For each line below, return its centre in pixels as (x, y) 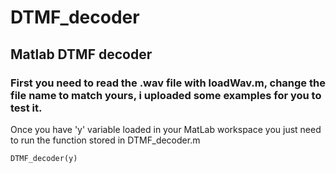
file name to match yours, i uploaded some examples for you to (166, 95)
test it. (26, 108)
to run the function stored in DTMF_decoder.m (105, 140)
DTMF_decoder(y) (44, 158)
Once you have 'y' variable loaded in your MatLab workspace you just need (166, 129)
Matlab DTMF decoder (81, 54)
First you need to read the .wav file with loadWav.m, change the (168, 83)
